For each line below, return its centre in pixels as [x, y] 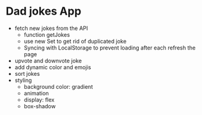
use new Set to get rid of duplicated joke [75, 41]
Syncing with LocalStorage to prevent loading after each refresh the [110, 48]
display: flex [39, 100]
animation [36, 93]
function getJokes [47, 34]
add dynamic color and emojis [53, 67]
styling [23, 80]
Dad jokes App [44, 11]
